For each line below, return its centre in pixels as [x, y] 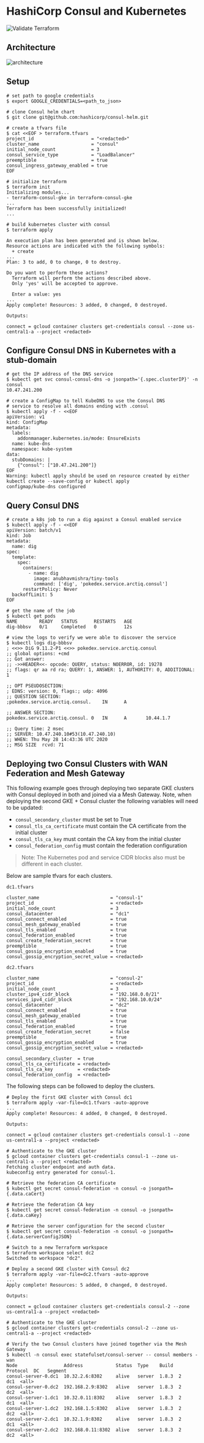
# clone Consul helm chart [41, 112]
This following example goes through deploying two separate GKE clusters [100, 788]
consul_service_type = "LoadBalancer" [71, 154]
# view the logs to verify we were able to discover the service [91, 638]
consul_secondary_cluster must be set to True [73, 819]
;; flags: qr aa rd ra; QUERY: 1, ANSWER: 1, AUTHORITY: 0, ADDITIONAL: [101, 670]
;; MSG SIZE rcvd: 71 [35, 745]
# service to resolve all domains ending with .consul [78, 406]
